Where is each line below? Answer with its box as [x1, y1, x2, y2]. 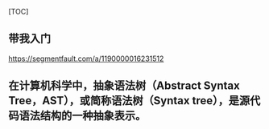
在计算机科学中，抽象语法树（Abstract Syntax [8, 79, 240, 93]
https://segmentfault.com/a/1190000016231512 [8, 54, 164, 63]
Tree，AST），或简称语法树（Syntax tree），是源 [8, 94, 250, 107]
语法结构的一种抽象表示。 [19, 109, 147, 123]
